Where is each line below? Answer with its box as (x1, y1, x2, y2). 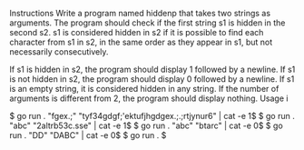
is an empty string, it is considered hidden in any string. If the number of (9, 84, 279, 94)
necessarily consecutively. (9, 46, 109, 57)
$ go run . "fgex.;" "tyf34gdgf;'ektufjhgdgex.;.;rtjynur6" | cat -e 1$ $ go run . (9, 111, 295, 121)
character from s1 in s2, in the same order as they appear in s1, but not (9, 36, 273, 47)
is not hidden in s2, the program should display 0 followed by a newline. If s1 (9, 74, 295, 85)
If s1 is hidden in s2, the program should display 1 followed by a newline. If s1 (9, 64, 296, 75)
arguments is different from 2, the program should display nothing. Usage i (9, 93, 289, 104)
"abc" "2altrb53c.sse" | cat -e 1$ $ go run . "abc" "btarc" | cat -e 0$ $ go (9, 120, 283, 131)
